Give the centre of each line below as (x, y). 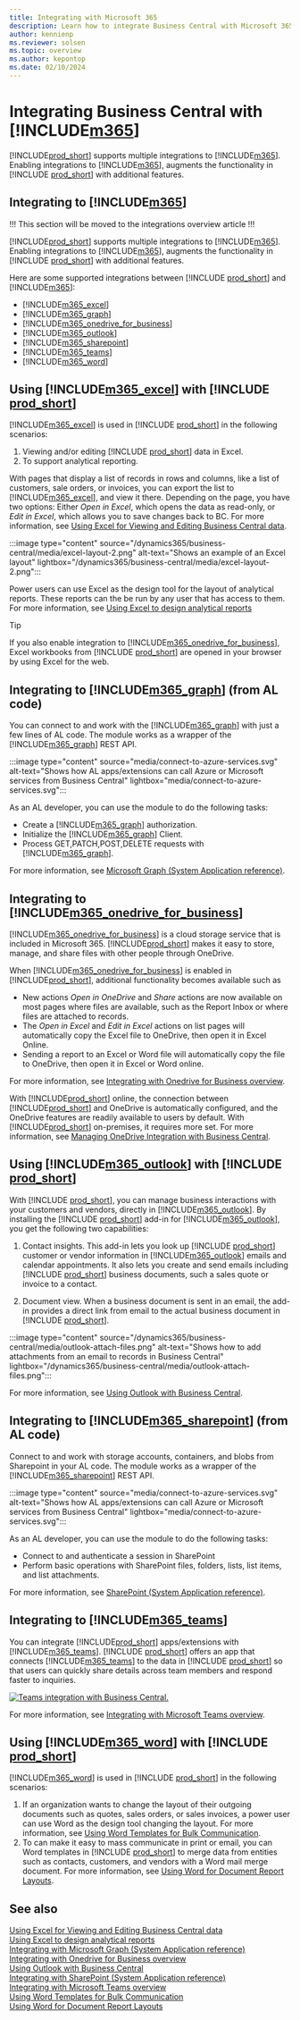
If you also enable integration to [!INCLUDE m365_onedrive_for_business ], (145, 643)
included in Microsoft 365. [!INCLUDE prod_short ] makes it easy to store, (142, 944)
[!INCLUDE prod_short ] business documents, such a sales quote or (146, 1274)
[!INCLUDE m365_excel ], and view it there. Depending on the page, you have (150, 498)
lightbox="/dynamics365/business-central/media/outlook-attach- (129, 1366)
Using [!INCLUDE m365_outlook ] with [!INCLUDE (146, 1164)
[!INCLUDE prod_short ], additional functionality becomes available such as (145, 981)
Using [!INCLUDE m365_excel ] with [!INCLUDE (139, 390)
